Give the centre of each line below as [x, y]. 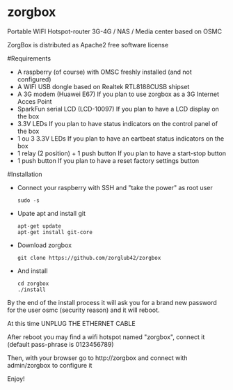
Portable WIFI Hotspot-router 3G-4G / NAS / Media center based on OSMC [115, 31]
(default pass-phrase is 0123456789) [61, 344]
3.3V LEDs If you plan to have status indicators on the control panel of [117, 123]
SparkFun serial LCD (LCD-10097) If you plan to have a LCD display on [118, 109]
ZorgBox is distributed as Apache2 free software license [88, 45]
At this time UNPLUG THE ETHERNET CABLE [71, 323]
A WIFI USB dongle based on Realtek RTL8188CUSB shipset [103, 86]
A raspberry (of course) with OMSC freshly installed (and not [105, 72]
